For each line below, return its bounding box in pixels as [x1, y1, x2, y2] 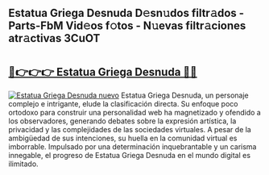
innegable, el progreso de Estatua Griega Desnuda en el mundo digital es [8, 151, 251, 160]
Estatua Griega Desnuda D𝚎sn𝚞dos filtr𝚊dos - [8, 6, 244, 20]
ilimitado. [8, 159, 39, 169]
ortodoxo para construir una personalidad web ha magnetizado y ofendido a [8, 108, 262, 117]
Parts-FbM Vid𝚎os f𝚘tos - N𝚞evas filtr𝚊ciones [8, 19, 246, 33]
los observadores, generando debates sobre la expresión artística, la [8, 116, 237, 126]
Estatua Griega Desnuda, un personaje [120, 90, 250, 100]
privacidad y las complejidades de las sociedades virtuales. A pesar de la [8, 125, 251, 134]
